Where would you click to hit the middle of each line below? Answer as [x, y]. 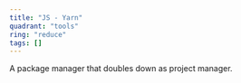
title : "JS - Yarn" [46, 18]
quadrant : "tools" [44, 26]
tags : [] [26, 43]
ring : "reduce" [38, 34]
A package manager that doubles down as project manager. [121, 69]
